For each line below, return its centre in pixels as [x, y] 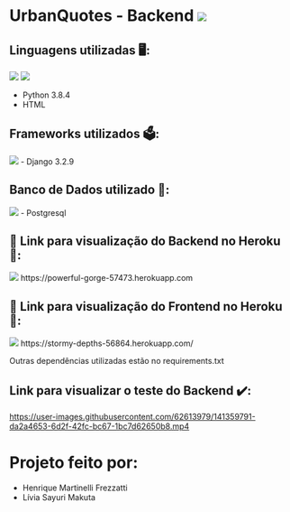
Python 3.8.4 [46, 95]
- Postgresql [43, 212]
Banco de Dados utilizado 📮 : [90, 190]
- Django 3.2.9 [47, 161]
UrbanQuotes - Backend [102, 16]
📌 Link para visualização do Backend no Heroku [145, 242]
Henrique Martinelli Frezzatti [75, 488]
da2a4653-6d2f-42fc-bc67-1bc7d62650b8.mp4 [100, 426]
